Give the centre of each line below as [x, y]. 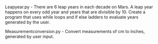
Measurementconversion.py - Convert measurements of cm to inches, [75, 31]
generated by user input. [29, 36]
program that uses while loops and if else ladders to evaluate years [72, 17]
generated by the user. [28, 22]
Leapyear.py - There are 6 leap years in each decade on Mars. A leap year [79, 7]
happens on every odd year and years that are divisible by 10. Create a [75, 12]
